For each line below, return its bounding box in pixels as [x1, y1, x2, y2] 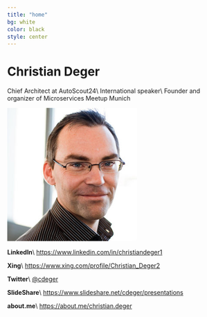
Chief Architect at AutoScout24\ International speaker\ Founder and [7, 87, 201, 95]
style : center [7, 33, 48, 40]
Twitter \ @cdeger [7, 275, 59, 284]
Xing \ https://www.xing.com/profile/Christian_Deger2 [7, 262, 161, 270]
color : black [7, 26, 45, 33]
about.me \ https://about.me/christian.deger [7, 302, 133, 310]
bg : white [7, 18, 36, 26]
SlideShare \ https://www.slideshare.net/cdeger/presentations [7, 289, 183, 297]
